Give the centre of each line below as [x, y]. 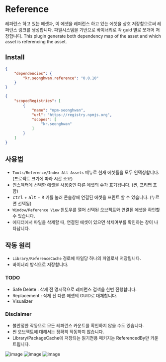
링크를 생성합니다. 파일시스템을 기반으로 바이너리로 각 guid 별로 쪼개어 [86, 30]
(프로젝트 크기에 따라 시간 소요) [42, 178]
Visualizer [23, 301]
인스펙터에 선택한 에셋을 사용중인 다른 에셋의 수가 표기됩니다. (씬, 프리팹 [82, 185]
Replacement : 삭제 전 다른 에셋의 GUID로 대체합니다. [65, 295]
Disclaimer [18, 314]
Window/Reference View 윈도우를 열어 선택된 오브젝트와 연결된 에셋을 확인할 [86, 210]
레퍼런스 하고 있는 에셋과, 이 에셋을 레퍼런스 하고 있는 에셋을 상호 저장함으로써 [81, 23]
